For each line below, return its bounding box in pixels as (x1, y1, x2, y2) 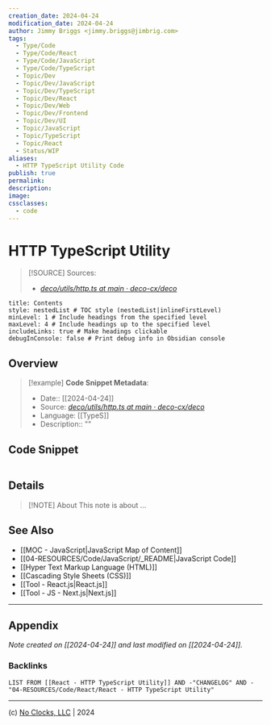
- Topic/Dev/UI (15, 117, 67, 125)
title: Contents (8, 299, 63, 307)
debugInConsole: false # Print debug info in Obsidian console (8, 335, 226, 343)
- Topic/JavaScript (15, 124, 81, 132)
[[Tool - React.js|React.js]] (19, 579, 108, 589)
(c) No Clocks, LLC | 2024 (8, 707, 95, 717)
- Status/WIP (15, 147, 60, 155)
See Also (8, 523, 54, 537)
